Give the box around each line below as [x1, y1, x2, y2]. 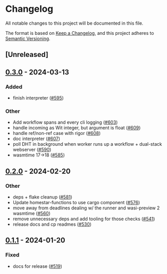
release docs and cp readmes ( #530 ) [12, 221, 91, 227]
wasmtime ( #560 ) [12, 210, 51, 216]
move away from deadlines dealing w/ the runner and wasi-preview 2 [12, 205, 160, 211]
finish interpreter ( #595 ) [12, 95, 64, 101]
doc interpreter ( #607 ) [12, 135, 61, 142]
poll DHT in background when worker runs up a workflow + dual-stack [12, 141, 162, 147]
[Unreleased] [5, 50, 49, 59]
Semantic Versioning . [5, 35, 50, 42]
